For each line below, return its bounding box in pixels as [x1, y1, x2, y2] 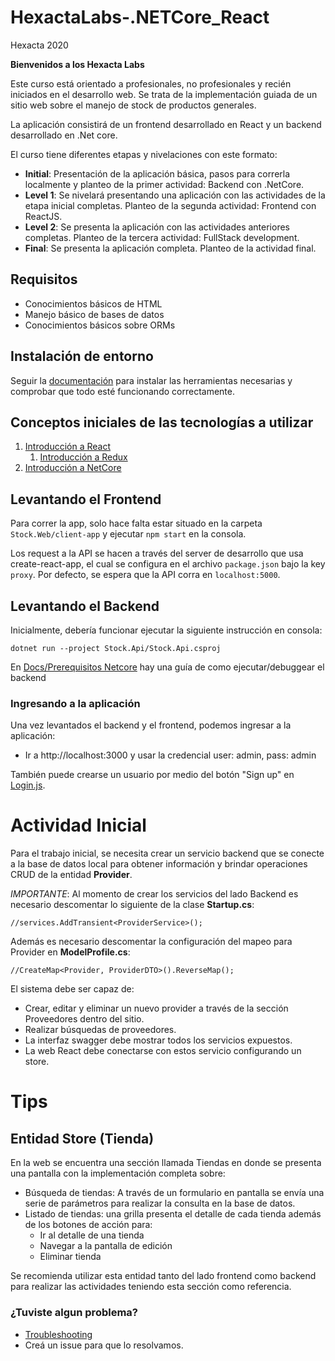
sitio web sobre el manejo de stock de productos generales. [10, 99, 257, 111]
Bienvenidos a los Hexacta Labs [10, 58, 145, 70]
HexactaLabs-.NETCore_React [10, 6, 270, 29]
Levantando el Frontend [10, 491, 162, 508]
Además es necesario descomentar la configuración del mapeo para [10, 936, 293, 948]
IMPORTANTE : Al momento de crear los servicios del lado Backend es [10, 888, 299, 900]
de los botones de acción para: [24, 1219, 153, 1231]
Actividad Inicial [10, 814, 147, 837]
